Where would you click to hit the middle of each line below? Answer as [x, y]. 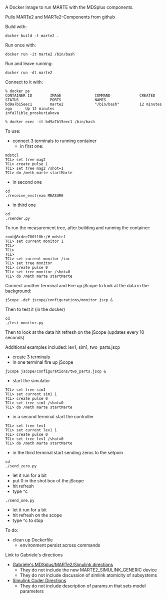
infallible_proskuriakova [32, 113]
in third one [24, 205]
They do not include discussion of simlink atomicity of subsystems [88, 575]
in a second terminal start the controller [53, 417]
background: [18, 291]
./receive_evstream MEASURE [34, 196]
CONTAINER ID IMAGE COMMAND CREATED [80, 96]
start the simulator [31, 381]
